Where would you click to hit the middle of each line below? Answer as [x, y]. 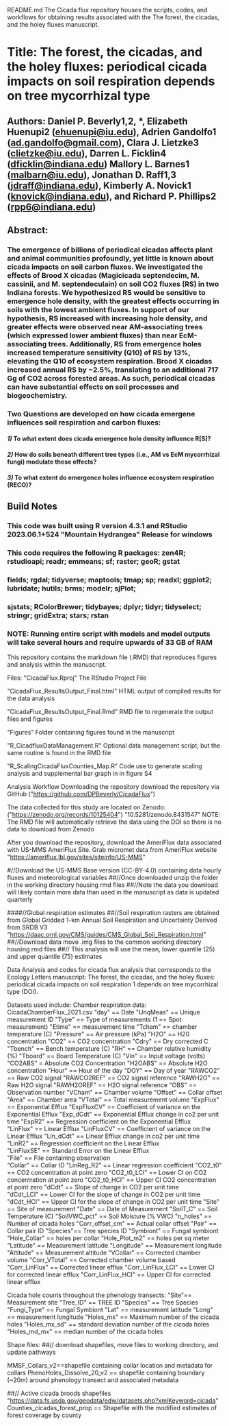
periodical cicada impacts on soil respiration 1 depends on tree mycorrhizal [113, 984]
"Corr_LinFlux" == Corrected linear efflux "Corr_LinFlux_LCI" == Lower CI [111, 1267]
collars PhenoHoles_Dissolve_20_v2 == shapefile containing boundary [106, 1372]
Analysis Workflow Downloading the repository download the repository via [113, 786]
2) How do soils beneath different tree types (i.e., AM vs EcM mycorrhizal [113, 454]
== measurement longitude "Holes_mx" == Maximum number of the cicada [113, 1317]
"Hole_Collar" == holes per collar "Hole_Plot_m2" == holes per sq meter [108, 1238]
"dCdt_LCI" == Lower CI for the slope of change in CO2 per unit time [104, 1194]
